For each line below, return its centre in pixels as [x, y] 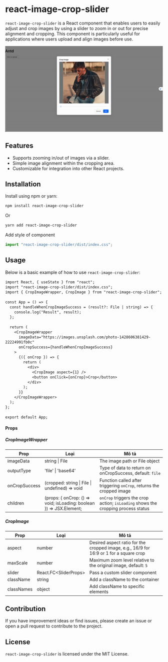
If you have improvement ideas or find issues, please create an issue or [79, 621]
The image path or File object [129, 461]
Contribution [25, 609]
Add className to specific [117, 586]
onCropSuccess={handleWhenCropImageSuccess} [65, 347]
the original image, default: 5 [118, 565]
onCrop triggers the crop [124, 498]
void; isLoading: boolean [70, 503]
